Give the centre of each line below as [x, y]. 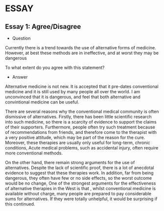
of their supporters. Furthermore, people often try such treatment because [80, 127]
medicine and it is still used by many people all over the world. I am [73, 92]
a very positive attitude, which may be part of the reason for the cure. [75, 137]
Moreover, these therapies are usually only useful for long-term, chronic [78, 143]
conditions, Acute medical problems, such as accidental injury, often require [82, 148]
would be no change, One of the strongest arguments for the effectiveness [81, 183]
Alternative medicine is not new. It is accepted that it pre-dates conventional [82, 86]
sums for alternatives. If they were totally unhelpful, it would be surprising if [81, 199]
